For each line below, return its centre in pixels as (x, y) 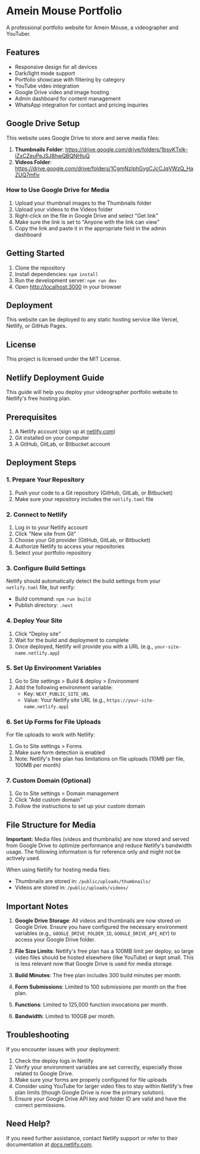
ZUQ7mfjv (27, 174)
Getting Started (35, 253)
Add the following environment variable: (64, 687)
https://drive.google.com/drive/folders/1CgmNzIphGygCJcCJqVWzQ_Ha (104, 168)
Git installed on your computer (52, 437)
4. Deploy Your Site (34, 621)
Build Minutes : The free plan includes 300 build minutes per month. (98, 975)
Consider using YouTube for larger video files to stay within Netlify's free (104, 1086)
